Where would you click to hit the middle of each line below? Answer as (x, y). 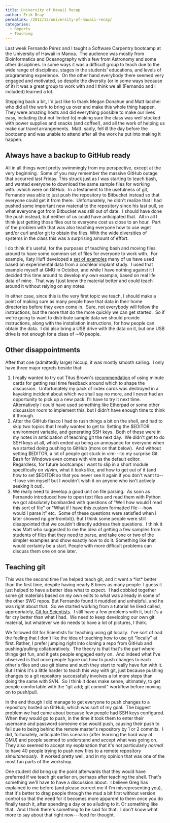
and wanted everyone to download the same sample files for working (78, 184)
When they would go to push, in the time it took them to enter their (75, 718)
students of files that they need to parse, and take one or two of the (83, 535)
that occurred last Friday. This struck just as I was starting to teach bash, (81, 179)
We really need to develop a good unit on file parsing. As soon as (81, 491)
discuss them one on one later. (45, 551)
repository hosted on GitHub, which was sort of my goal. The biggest (78, 708)
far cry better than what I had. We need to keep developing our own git (80, 617)
